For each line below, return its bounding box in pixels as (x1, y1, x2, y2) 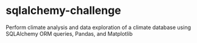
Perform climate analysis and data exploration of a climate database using (5, 24, 192, 31)
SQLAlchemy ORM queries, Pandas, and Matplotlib (5, 30, 133, 37)
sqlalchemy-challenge (5, 4, 122, 18)
